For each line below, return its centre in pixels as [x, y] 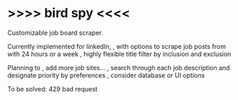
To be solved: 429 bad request [52, 89]
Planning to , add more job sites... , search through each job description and [119, 67]
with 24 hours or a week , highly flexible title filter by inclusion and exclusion [119, 54]
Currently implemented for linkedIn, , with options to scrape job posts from [117, 46]
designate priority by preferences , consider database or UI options [106, 75]
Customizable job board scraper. [55, 33]
